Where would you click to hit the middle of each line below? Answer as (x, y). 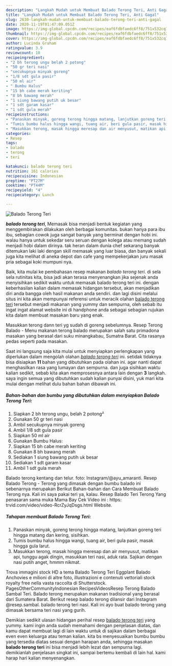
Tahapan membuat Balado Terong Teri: (48, 517)
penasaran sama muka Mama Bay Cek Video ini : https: (64, 500)
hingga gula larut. (32, 546)
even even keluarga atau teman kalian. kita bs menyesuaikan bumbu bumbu (85, 636)
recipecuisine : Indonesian (34, 176)
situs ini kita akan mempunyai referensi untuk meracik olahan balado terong (85, 299)
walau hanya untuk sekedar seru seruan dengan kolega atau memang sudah (86, 240)
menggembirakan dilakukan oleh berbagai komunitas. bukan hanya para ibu (85, 229)
